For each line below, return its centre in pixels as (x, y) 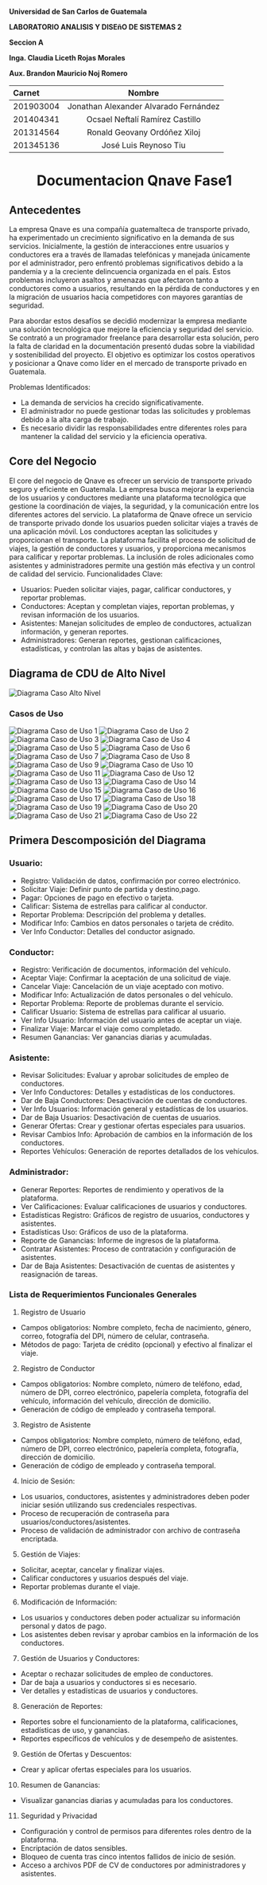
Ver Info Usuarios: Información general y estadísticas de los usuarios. (134, 1109)
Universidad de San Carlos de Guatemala (78, 12)
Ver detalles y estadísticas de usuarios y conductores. (109, 1691)
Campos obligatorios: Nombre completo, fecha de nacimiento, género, (136, 1327)
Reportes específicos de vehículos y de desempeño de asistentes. (129, 1738)
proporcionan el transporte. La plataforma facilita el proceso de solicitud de (133, 540)
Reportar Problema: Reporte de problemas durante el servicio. (122, 1003)
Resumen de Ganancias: (60, 1785)
